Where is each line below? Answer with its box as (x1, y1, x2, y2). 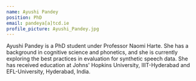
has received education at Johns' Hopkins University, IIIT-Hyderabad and (6, 62, 191, 69)
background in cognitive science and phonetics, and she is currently (6, 49, 178, 56)
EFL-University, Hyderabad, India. (6, 68, 91, 76)
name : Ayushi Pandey (6, 8, 59, 15)
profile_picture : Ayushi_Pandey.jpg (6, 25, 99, 32)
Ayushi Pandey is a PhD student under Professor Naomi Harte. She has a (6, 42, 189, 50)
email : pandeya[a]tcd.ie (6, 20, 69, 26)
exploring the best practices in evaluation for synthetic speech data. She (6, 55, 189, 62)
